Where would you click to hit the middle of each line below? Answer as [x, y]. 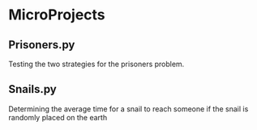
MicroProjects [57, 15]
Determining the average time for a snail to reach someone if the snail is [128, 109]
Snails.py [32, 89]
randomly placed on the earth [58, 117]
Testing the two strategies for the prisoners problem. [96, 64]
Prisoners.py [42, 45]
